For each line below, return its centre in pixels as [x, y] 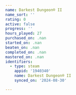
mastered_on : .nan [25, 57]
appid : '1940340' [33, 71]
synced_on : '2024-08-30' [41, 80]
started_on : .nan [24, 43]
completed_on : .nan [26, 52]
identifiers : [19, 62]
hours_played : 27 [24, 33]
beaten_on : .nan [22, 47]
